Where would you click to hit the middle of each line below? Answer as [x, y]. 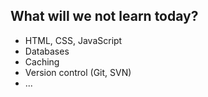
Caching [42, 61]
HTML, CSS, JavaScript [73, 40]
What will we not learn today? [104, 16]
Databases [47, 51]
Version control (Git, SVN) [78, 72]
